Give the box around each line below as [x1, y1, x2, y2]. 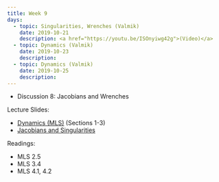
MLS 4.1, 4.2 [16, 167, 52, 175]
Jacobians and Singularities [16, 126, 96, 134]
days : [7, 16, 23, 23]
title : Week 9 [7, 10, 48, 17]
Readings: [7, 140, 36, 148]
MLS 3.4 [16, 160, 41, 168]
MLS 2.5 [16, 153, 41, 161]
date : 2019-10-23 [19, 49, 69, 55]
